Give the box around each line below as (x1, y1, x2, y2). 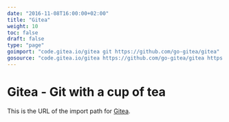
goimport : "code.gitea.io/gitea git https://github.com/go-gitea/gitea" (7, 49, 220, 56)
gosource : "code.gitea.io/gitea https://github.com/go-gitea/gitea (7, 55, 205, 62)
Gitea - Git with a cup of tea (7, 84, 166, 99)
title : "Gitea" (7, 16, 51, 23)
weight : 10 (7, 23, 39, 29)
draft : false (7, 36, 45, 42)
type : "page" (7, 42, 45, 49)
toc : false (7, 29, 39, 36)
